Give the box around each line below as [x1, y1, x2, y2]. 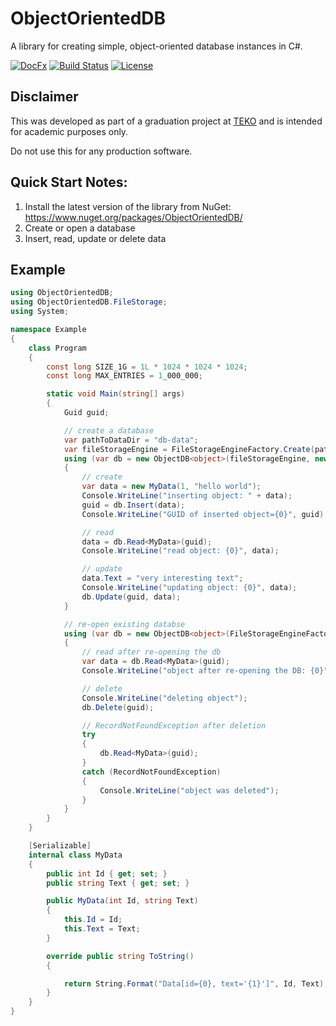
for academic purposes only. [10, 125, 129, 137]
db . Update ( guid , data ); [81, 592, 182, 602]
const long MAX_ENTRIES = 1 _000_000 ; [46, 371, 203, 381]
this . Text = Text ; [63, 924, 141, 934]
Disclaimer [10, 88, 79, 106]
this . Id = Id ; [63, 915, 123, 925]
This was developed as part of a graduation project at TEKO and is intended [10, 115, 323, 127]
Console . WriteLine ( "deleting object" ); [81, 693, 248, 703]
